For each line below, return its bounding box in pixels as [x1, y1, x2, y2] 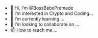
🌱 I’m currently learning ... [10, 16, 65, 22]
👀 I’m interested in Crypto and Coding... [10, 10, 93, 16]
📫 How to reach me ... [10, 27, 58, 33]
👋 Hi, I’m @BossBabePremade [10, 5, 73, 11]
